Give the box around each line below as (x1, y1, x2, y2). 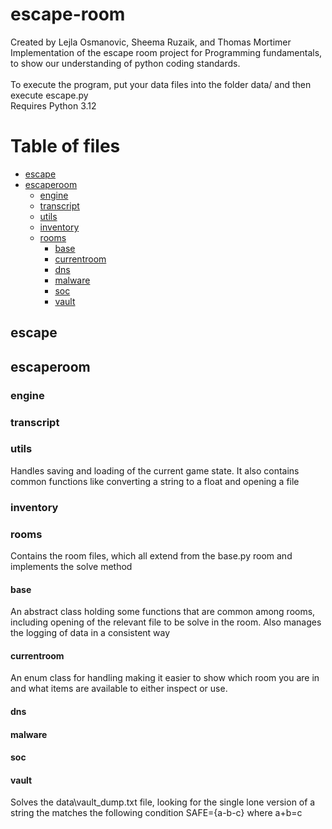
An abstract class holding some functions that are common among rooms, (10, 606, 316, 618)
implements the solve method (10, 561, 133, 573)
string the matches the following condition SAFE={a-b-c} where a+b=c (10, 807, 303, 819)
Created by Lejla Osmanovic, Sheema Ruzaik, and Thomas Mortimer (10, 36, 292, 48)
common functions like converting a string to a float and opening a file (10, 475, 300, 487)
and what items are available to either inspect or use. (10, 683, 228, 695)
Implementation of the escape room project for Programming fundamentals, (10, 46, 323, 58)
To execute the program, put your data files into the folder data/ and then (10, 78, 312, 90)
